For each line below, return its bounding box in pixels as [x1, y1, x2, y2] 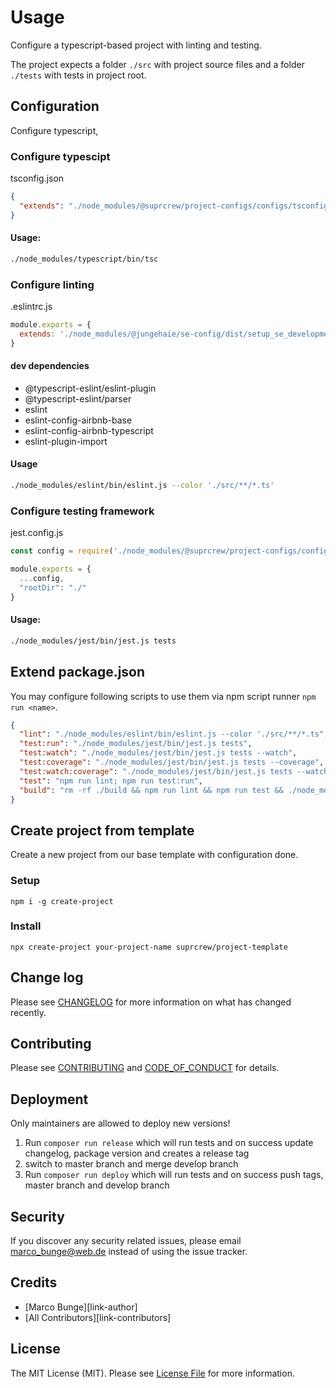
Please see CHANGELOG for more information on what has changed [10, 996, 292, 1008]
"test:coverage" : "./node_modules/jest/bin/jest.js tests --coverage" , [19, 757, 325, 768]
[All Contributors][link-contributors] [24, 1311, 172, 1323]
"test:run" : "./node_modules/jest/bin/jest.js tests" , [19, 739, 253, 749]
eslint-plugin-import [24, 435, 108, 447]
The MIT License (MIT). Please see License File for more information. [10, 1367, 295, 1379]
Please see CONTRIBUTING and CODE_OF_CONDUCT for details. [10, 1062, 280, 1074]
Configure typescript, [10, 124, 99, 136]
